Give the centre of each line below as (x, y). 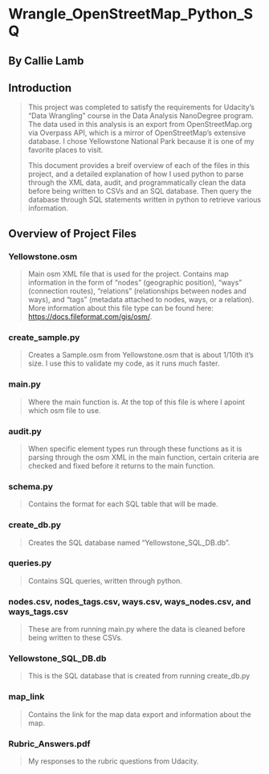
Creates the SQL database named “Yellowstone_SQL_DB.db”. (129, 543)
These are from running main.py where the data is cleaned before (137, 629)
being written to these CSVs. (75, 638)
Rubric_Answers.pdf (49, 743)
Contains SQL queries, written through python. (105, 580)
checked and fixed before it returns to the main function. (121, 465)
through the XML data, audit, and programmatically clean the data (137, 182)
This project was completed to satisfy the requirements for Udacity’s (141, 107)
